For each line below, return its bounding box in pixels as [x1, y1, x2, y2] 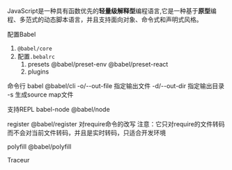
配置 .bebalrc [17, 52, 56, 60]
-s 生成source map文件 [7, 90, 74, 99]
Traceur [7, 156, 30, 164]
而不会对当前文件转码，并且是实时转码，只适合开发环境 [7, 128, 166, 137]
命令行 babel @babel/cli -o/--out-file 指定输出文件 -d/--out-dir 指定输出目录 [7, 82, 225, 90]
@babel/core [17, 45, 52, 52]
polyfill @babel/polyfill [7, 142, 72, 151]
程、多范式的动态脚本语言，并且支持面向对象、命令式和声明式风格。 [7, 15, 203, 24]
